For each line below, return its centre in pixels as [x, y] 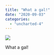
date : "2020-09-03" [25, 14]
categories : [17, 19]
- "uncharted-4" [26, 24]
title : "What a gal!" [28, 10]
